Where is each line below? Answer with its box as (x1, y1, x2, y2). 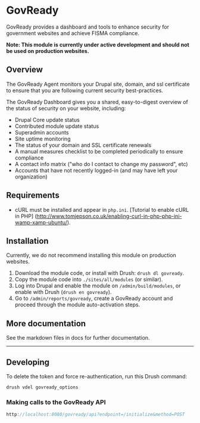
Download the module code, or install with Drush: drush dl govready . (14, 270, 185, 277)
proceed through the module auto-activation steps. (14, 301, 140, 308)
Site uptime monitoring (14, 135, 71, 142)
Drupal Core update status (14, 116, 80, 123)
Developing (6, 357, 49, 367)
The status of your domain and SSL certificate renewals (14, 141, 152, 149)
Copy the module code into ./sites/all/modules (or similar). (14, 276, 163, 283)
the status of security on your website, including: (6, 105, 126, 112)
